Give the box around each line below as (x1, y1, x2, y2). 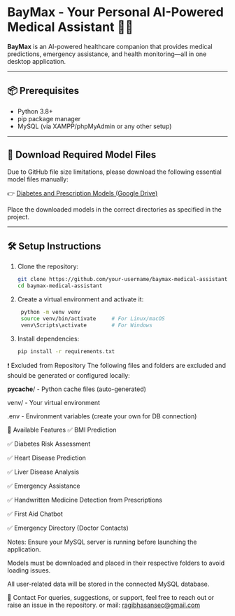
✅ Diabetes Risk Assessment (7, 439, 91, 448)
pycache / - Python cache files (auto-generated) (7, 385, 147, 393)
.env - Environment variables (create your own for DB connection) (7, 411, 197, 420)
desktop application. (7, 57, 66, 65)
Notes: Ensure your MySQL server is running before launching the (7, 538, 197, 546)
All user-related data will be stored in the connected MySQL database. (7, 580, 210, 588)
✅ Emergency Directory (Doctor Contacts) (7, 523, 129, 532)
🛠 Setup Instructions (7, 240, 101, 252)
